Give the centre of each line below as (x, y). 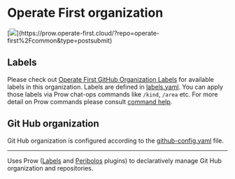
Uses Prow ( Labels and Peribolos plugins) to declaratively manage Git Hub (115, 160)
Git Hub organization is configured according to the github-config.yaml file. (115, 141)
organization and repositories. (50, 168)
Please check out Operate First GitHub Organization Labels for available (111, 79)
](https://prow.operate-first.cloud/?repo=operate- (88, 33)
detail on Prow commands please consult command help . (90, 101)
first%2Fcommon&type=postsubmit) (60, 41)
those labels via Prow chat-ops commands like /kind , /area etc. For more (113, 94)
